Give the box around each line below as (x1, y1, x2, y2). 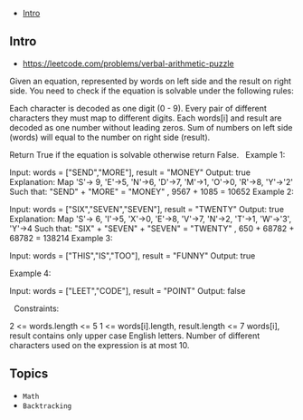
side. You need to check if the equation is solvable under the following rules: (9, 85, 294, 96)
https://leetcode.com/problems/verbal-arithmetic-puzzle (22, 58, 235, 69)
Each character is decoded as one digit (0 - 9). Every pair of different (9, 103, 267, 113)
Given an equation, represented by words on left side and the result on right (9, 75, 292, 86)
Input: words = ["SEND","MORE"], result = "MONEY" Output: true (9, 167, 251, 178)
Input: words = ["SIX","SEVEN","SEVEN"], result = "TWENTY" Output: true (9, 203, 285, 214)
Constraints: (13, 303, 60, 314)
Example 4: (9, 268, 52, 278)
